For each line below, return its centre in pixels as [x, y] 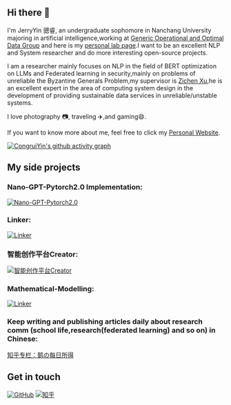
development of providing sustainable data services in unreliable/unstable [112, 95]
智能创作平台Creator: [42, 254]
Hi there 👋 [29, 13]
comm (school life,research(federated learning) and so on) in [111, 330]
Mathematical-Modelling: [51, 289]
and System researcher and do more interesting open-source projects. [108, 52]
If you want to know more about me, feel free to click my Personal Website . [114, 132]
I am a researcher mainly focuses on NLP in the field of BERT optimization [112, 66]
